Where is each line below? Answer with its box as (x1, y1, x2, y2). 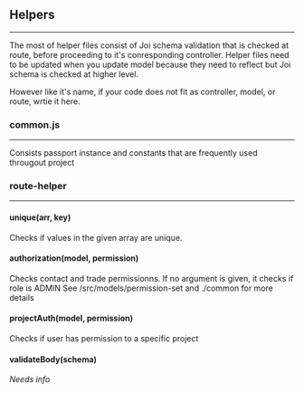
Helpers (9, 7, 55, 23)
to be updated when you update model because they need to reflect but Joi (9, 59, 291, 70)
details (9, 292, 34, 302)
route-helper (9, 180, 67, 193)
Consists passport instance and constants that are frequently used (9, 148, 258, 158)
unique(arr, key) (9, 212, 71, 223)
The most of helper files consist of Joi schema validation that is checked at (9, 40, 290, 51)
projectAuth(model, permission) (9, 312, 134, 324)
